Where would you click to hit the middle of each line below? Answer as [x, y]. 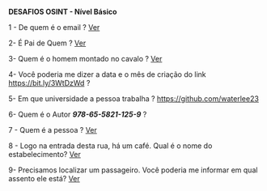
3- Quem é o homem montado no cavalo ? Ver [85, 59]
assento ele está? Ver [44, 178]
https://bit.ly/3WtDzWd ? [49, 83]
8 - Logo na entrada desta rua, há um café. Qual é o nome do [110, 146]
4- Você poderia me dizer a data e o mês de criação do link [107, 74]
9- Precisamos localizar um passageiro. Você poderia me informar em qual [133, 170]
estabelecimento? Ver [44, 154]
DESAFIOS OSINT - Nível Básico [63, 12]
